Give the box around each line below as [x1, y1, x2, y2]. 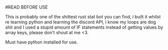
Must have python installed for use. [5, 39, 78, 45]
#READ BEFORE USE [5, 4, 48, 10]
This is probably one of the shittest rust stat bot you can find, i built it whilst [5, 14, 161, 19]
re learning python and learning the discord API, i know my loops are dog [5, 19, 156, 25]
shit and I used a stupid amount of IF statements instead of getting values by [5, 24, 163, 30]
